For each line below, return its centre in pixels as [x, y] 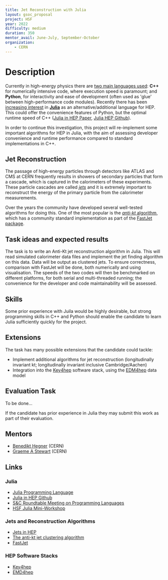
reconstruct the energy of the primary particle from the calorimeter [74, 192]
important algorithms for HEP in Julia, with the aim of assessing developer [81, 133]
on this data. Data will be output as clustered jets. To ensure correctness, [81, 262]
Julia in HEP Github [32, 498]
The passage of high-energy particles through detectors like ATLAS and [79, 171]
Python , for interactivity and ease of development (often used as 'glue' [78, 96]
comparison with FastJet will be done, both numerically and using [73, 267]
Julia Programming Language [43, 492]
